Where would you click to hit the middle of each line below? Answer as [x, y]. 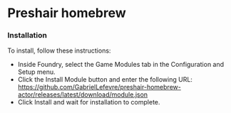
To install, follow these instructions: [59, 50]
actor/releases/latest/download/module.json [83, 95]
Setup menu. [36, 72]
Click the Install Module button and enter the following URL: [105, 80]
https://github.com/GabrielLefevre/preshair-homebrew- [99, 87]
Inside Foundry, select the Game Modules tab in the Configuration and [121, 65]
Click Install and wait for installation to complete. [89, 102]
